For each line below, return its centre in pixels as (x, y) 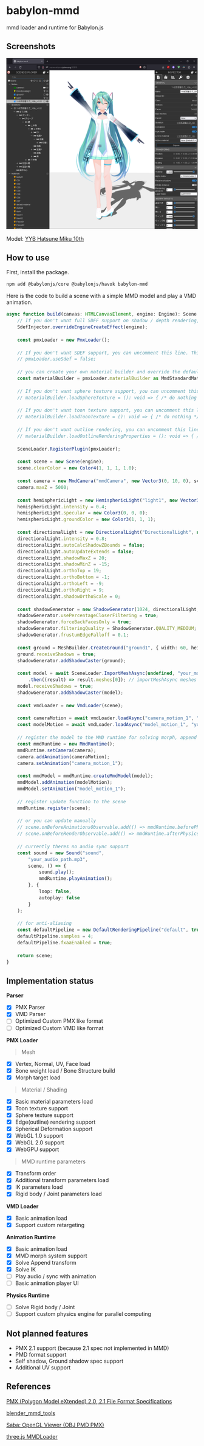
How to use (28, 258)
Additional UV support (43, 1367)
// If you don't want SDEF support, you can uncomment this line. (103, 353)
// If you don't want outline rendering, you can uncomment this (102, 430)
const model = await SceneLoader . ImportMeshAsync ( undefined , (96, 673)
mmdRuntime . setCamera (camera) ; (57, 750)
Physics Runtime (28, 1295)
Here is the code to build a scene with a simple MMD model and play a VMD (101, 296)
